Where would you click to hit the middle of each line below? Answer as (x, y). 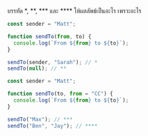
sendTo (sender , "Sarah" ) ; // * (52, 62)
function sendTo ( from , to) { (49, 36)
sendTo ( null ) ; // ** (37, 69)
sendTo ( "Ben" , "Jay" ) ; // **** (52, 126)
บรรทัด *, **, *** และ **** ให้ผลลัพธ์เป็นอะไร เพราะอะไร (74, 11)
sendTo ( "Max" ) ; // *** (40, 119)
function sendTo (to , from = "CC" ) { (60, 94)
